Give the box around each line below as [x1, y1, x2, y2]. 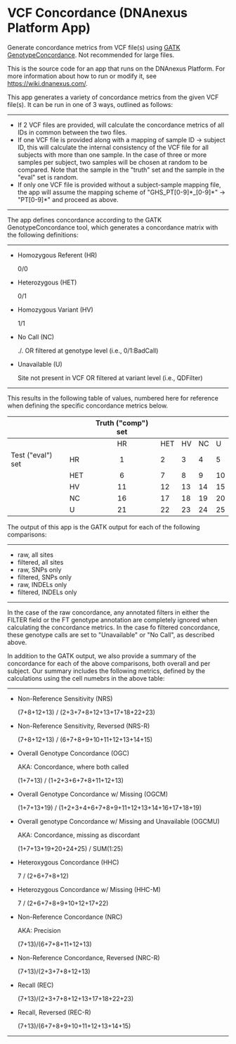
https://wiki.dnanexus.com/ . [7, 79, 88, 87]
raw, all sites [17, 551, 54, 559]
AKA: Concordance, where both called [17, 762, 129, 771]
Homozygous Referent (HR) [17, 251, 98, 259]
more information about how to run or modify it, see [7, 72, 157, 80]
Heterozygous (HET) [17, 278, 77, 287]
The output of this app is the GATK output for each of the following [7, 522, 200, 531]
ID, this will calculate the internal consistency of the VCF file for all [17, 143, 209, 151]
